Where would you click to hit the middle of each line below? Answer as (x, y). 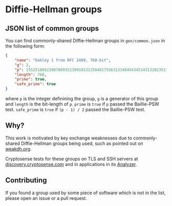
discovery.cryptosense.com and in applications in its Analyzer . (71, 164)
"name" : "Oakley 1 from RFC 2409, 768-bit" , (63, 60)
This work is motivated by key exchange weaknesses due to (69, 138)
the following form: (25, 46)
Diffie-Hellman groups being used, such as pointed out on (82, 143)
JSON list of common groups (52, 28)
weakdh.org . (18, 149)
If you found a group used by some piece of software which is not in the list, (85, 193)
